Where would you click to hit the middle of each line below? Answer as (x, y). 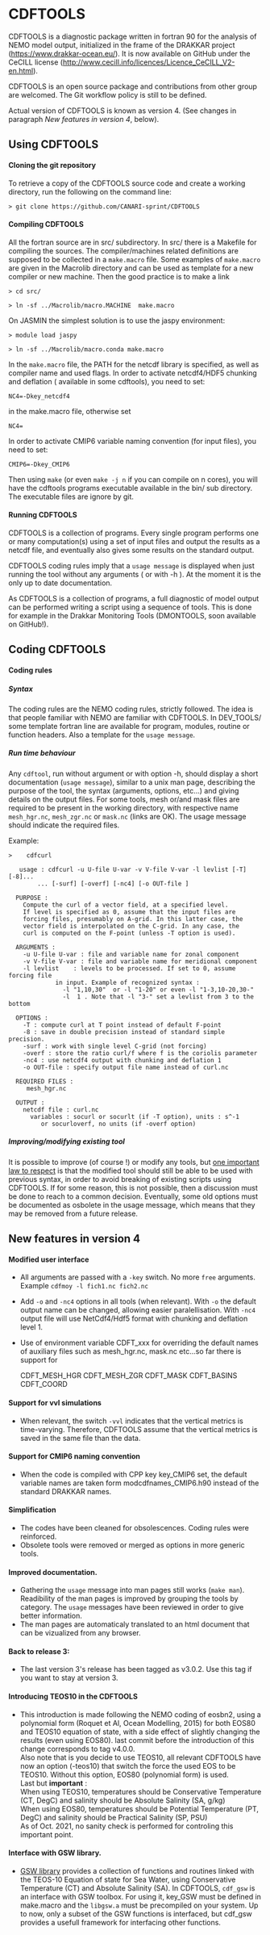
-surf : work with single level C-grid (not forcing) (115, 1046)
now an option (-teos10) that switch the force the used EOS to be (128, 1765)
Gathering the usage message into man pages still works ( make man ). (132, 1590)
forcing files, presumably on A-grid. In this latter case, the (133, 919)
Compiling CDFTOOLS (46, 224)
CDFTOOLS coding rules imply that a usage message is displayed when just (132, 565)
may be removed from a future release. (73, 1213)
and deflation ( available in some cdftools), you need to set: (107, 381)
